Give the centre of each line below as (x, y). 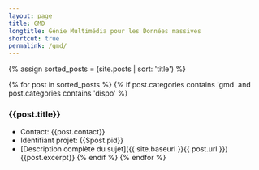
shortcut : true (34, 38)
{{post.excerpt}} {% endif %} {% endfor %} (93, 158)
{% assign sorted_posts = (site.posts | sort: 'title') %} (97, 69)
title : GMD (27, 23)
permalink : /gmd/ (38, 46)
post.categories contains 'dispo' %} (68, 93)
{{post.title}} (35, 114)
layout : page (30, 16)
